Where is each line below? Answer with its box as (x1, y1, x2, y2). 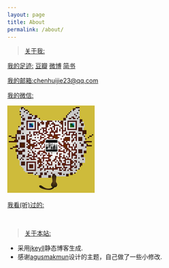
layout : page (7, 11, 45, 18)
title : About (7, 18, 45, 26)
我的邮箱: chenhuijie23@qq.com (7, 77, 99, 85)
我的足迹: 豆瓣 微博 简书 (7, 61, 75, 70)
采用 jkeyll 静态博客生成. (17, 244, 84, 253)
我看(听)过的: (7, 201, 45, 209)
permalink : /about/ (7, 26, 64, 33)
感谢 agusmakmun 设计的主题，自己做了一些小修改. (17, 253, 163, 261)
